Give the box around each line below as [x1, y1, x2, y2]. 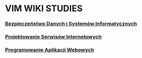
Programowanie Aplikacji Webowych [5, 46, 94, 53]
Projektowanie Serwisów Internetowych [5, 34, 102, 40]
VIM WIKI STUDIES [5, 3, 83, 14]
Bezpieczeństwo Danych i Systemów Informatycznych [5, 20, 138, 27]
